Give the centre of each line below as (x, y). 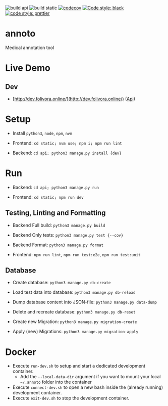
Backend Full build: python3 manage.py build (59, 225)
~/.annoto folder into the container (56, 382)
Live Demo (28, 68)
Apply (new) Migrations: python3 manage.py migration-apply (75, 332)
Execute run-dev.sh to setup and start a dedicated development (79, 366)
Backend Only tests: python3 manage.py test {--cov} (68, 235)
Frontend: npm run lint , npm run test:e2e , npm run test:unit (76, 254)
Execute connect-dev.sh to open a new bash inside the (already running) (88, 387)
